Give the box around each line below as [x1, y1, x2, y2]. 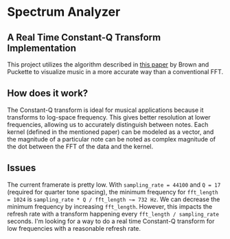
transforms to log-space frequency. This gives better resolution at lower [7, 113, 211, 121]
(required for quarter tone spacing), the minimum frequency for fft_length [7, 187, 218, 196]
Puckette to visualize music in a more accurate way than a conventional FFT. [7, 68, 224, 76]
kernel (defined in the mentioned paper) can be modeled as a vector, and [7, 128, 214, 136]
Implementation [7, 42, 77, 54]
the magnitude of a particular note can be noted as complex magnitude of [7, 135, 216, 143]
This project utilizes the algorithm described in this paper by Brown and [7, 60, 209, 69]
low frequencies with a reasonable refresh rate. [7, 224, 141, 232]
